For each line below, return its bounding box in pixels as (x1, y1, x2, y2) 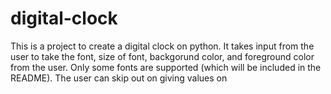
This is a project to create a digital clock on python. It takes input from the (10, 40, 315, 52)
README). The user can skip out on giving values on (10, 72, 228, 84)
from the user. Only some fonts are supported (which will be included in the (10, 61, 322, 73)
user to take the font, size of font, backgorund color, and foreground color (10, 50, 315, 62)
